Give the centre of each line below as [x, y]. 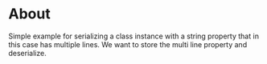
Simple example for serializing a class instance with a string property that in [134, 36]
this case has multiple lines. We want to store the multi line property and [128, 44]
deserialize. [27, 53]
